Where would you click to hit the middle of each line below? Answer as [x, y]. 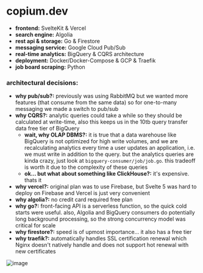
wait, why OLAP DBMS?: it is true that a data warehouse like [100, 135]
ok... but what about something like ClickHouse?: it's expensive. [107, 174]
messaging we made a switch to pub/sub [67, 109]
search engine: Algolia [44, 34]
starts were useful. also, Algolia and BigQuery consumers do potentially [105, 213]
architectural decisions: [42, 82]
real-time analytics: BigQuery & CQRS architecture [80, 54]
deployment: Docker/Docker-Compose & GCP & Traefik [85, 60]
